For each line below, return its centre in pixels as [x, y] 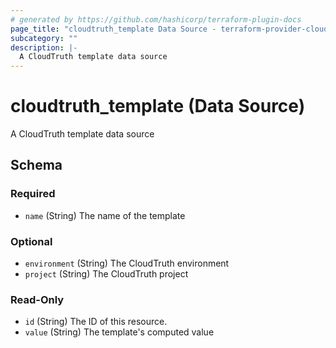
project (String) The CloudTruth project [106, 274]
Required [33, 194]
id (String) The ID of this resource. [96, 322]
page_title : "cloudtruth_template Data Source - [113, 29]
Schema [36, 165]
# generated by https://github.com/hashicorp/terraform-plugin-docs [156, 19]
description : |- [44, 47]
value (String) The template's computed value [119, 332]
